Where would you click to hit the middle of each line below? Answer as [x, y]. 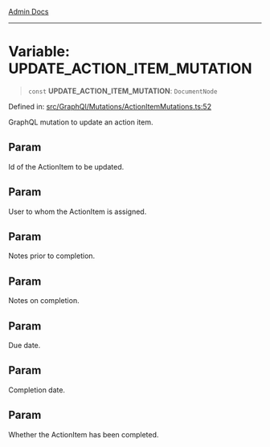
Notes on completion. [44, 301]
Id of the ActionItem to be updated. [66, 166]
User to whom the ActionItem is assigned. [78, 211]
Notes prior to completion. [52, 256]
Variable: [39, 52]
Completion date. [37, 390]
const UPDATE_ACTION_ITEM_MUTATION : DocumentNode [123, 91]
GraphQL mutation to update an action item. [81, 122]
